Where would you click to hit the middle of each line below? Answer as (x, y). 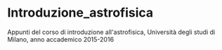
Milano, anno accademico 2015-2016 (61, 39)
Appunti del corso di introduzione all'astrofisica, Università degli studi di (111, 32)
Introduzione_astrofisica (80, 13)
